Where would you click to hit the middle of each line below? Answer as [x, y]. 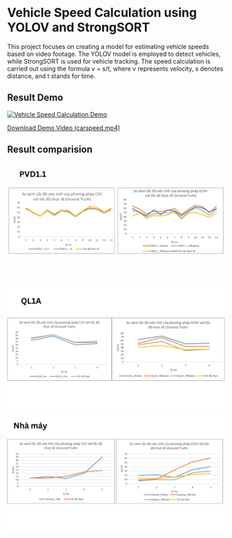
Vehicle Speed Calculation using [102, 13]
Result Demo [35, 98]
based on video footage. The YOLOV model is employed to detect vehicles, [114, 54]
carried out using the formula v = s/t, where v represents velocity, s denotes [115, 68]
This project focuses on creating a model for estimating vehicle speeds [108, 46]
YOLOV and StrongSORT [79, 27]
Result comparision [50, 150]
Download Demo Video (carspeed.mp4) [64, 128]
